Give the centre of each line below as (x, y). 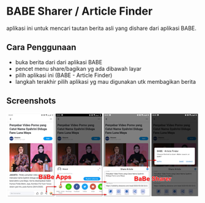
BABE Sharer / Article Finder (80, 11)
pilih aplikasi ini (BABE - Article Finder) (64, 75)
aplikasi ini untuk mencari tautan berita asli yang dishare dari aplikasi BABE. (102, 28)
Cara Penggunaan (41, 47)
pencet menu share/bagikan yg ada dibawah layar (78, 68)
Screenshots (31, 101)
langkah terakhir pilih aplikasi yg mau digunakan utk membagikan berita (106, 81)
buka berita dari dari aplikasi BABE (59, 62)
